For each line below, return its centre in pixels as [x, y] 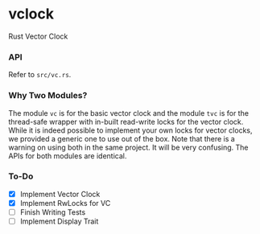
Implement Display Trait [59, 221]
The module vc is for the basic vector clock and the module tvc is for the [129, 113]
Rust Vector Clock [38, 36]
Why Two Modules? [48, 96]
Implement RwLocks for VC [65, 203]
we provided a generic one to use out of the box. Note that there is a [122, 138]
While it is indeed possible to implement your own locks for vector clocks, [130, 130]
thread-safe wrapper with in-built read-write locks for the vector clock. [126, 121]
